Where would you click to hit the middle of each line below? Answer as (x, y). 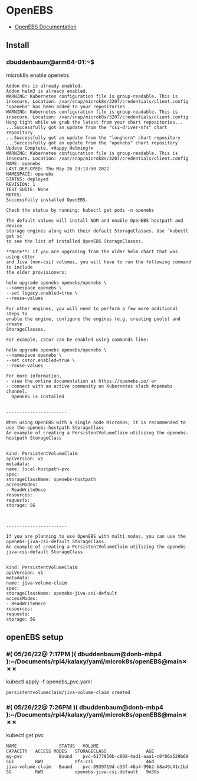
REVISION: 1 (21, 184)
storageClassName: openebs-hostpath (51, 479)
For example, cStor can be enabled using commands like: (78, 340)
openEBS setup (35, 638)
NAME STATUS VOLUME (52, 746)
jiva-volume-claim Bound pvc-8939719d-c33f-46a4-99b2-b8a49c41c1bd (97, 767)
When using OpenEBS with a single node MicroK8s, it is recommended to (96, 422)
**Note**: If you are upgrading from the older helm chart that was (92, 251)
